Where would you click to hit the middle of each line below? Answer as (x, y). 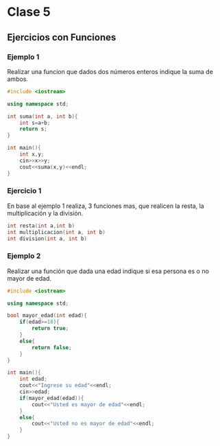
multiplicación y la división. (45, 213)
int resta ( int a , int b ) (41, 226)
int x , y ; (32, 154)
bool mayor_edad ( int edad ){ (47, 316)
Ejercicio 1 (24, 191)
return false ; (52, 347)
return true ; (50, 329)
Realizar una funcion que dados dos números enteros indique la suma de (110, 71)
